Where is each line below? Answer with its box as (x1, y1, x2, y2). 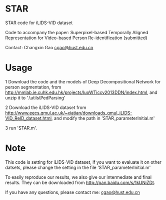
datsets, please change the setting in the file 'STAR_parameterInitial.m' (5, 164, 151, 170)
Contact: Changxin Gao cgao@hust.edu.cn (5, 44, 93, 50)
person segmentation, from (5, 84, 61, 90)
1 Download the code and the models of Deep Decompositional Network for (5, 78, 161, 84)
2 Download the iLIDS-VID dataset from (5, 104, 86, 111)
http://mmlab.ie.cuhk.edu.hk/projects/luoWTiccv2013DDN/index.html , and (5, 89, 157, 95)
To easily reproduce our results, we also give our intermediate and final (5, 174, 151, 180)
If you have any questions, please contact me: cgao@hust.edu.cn (5, 189, 140, 195)
